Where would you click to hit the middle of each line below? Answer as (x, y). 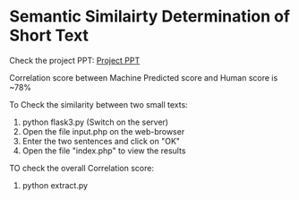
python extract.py (55, 185)
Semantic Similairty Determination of (150, 17)
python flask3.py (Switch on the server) (95, 122)
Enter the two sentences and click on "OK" (101, 141)
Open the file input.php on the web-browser (103, 131)
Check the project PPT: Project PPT (75, 60)
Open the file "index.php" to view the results (104, 151)
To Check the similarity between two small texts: (98, 104)
